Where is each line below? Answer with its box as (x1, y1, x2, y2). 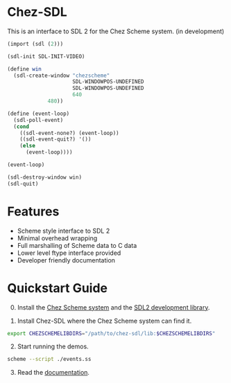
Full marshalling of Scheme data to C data (17, 241, 137, 249)
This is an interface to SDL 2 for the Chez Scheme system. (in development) (7, 27, 225, 35)
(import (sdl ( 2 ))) (7, 40, 64, 47)
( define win (7, 65, 42, 73)
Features (7, 204, 60, 219)
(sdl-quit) (7, 180, 39, 187)
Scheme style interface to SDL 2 (17, 226, 110, 235)
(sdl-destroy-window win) (7, 174, 82, 181)
